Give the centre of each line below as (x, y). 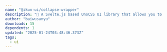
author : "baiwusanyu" (28, 19)
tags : (11, 38)
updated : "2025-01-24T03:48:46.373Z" (44, 33)
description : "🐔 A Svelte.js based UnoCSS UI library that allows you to (84, 14)
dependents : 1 (20, 28)
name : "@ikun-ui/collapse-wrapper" (42, 10)
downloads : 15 (20, 24)
